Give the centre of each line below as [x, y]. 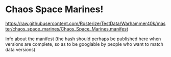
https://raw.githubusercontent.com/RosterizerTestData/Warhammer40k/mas [86, 23]
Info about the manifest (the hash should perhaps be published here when [83, 39]
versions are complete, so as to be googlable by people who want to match [84, 44]
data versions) [20, 49]
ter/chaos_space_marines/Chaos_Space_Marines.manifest [67, 28]
